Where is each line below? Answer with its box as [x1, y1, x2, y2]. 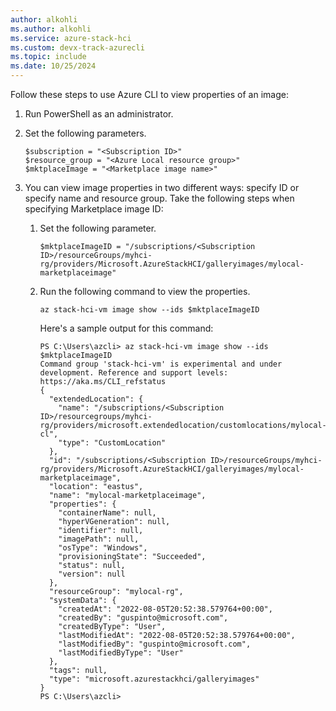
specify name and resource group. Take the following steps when [24, 192, 295, 204]
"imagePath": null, [58, 534, 140, 544]
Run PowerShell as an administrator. [24, 108, 174, 120]
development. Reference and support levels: [39, 368, 229, 378]
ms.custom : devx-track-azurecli [10, 42, 145, 53]
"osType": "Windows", [58, 543, 148, 553]
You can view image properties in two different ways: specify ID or [24, 182, 300, 193]
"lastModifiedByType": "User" [58, 648, 184, 658]
